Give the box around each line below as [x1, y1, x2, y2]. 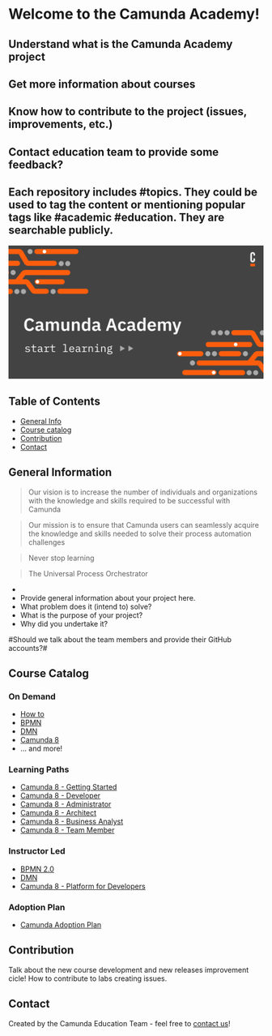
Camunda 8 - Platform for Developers [19, 881, 146, 891]
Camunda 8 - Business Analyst [19, 816, 124, 827]
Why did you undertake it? [19, 619, 108, 628]
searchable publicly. [8, 224, 113, 238]
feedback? [8, 157, 64, 171]
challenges [28, 537, 66, 547]
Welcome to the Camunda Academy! [8, 5, 261, 24]
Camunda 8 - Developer [19, 791, 101, 801]
